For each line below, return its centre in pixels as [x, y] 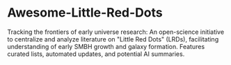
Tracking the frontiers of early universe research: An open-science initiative [116, 32]
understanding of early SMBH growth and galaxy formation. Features [106, 46]
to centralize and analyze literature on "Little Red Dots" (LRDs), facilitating [113, 39]
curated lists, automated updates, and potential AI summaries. [96, 54]
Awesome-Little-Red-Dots [85, 13]
